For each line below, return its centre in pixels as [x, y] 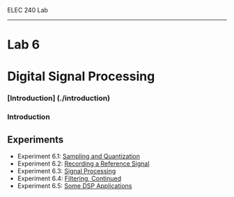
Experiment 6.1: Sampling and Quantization [79, 157]
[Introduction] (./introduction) [58, 98]
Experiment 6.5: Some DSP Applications [75, 186]
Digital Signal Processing [81, 77]
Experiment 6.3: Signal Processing [67, 171]
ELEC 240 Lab [28, 10]
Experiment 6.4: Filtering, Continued [69, 179]
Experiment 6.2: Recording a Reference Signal [83, 164]
